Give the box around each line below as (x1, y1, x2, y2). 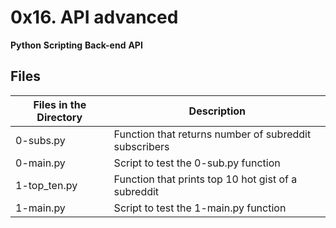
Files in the (33, 97, 87, 111)
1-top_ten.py (15, 178, 78, 192)
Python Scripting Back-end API (10, 39, 143, 51)
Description (188, 104, 247, 118)
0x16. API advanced (10, 6, 179, 29)
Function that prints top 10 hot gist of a (113, 172, 298, 186)
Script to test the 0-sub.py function (113, 156, 281, 170)
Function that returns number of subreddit (113, 127, 312, 141)
